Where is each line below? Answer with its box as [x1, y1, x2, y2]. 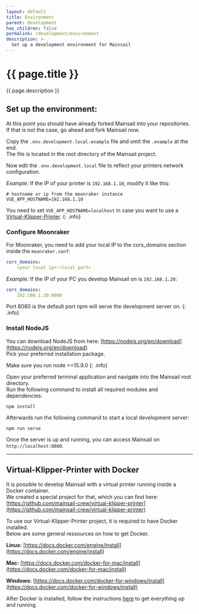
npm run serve [6, 425, 41, 431]
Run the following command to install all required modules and [6, 386, 158, 393]
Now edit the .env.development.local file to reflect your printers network [6, 161, 184, 169]
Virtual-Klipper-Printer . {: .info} [6, 213, 81, 220]
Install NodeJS [6, 324, 49, 332]
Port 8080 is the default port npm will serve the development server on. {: [6, 303, 187, 310]
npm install [6, 403, 36, 409]
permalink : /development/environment [6, 31, 99, 37]
